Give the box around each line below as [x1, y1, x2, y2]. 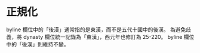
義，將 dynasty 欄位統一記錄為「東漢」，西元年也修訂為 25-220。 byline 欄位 [6, 33, 195, 40]
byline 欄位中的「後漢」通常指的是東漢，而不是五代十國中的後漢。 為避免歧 [6, 26, 192, 33]
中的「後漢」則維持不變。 [6, 41, 69, 48]
